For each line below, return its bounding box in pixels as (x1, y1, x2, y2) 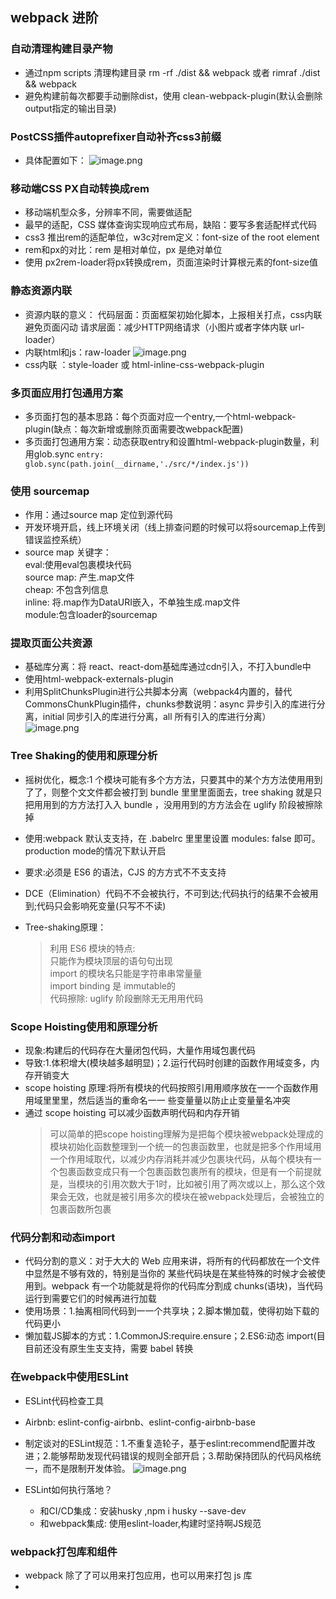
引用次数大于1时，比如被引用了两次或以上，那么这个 (102, 1178, 317, 1190)
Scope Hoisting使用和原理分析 (10, 1019, 158, 1033)
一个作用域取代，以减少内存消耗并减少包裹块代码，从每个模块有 (49, 1153, 313, 1165)
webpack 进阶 (10, 9, 99, 27)
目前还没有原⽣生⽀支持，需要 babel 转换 (24, 1343, 194, 1355)
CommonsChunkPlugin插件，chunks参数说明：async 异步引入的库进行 (24, 698, 317, 710)
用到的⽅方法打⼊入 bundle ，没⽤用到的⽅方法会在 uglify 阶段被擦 (42, 798, 315, 810)
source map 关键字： (24, 546, 112, 558)
